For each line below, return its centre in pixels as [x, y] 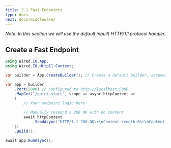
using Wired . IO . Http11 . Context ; [39, 66]
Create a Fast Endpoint [42, 49]
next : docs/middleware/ [31, 19]
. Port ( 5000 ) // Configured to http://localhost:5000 [72, 89]
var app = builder [25, 84]
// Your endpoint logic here [54, 103]
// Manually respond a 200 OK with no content [74, 113]
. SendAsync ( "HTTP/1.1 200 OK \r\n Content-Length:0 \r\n [91, 122]
